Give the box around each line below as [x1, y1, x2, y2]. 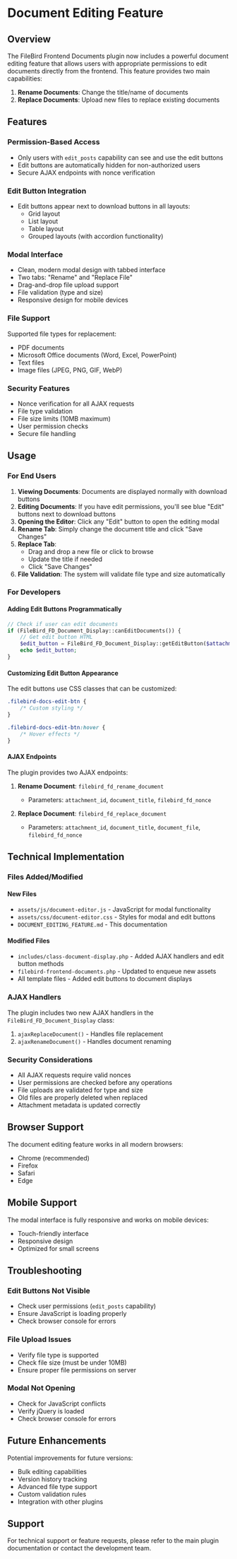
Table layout [28, 224, 64, 233]
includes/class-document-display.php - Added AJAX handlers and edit [17, 952, 224, 960]
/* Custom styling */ [20, 705, 83, 712]
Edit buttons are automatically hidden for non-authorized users [17, 160, 201, 169]
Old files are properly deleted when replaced [17, 1093, 148, 1102]
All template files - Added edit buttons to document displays [17, 975, 193, 983]
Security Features [7, 383, 71, 393]
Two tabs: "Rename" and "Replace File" [17, 273, 133, 282]
